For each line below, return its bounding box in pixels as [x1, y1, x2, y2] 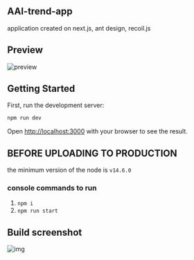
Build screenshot [7, 226, 82, 238]
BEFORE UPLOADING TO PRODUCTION [7, 147, 177, 159]
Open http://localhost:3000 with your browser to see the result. [7, 127, 188, 136]
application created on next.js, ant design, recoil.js [7, 24, 151, 32]
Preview [7, 44, 44, 56]
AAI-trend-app [7, 6, 73, 17]
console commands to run [7, 184, 97, 193]
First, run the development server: [7, 101, 105, 110]
